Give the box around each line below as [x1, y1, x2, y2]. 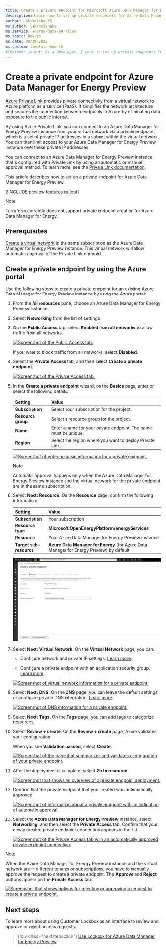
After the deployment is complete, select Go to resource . [12, 768, 129, 774]
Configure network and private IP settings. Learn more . [20, 655, 132, 662]
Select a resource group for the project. [51, 416, 131, 422]
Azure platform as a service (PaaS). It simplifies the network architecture [5, 103, 153, 109]
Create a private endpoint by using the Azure [5, 265, 147, 273]
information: [12, 498, 37, 504]
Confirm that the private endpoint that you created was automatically [12, 787, 153, 793]
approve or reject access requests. [5, 924, 76, 930]
